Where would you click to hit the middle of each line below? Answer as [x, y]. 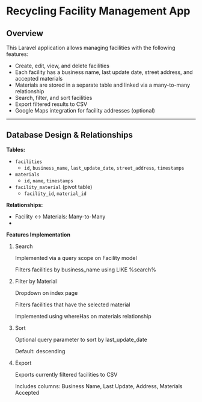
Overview [25, 33]
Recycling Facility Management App [98, 11]
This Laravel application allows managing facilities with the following [91, 48]
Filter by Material [36, 281]
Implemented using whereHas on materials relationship [83, 316]
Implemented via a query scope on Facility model [76, 258]
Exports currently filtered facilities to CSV [66, 374]
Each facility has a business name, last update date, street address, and [104, 72]
